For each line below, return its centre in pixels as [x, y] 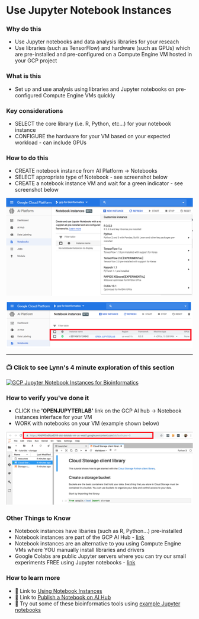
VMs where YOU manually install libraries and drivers [80, 550]
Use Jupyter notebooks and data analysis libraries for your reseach [97, 42]
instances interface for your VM [53, 417]
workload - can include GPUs [51, 142]
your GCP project [36, 61]
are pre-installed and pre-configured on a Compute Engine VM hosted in [103, 55]
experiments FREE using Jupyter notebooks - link [75, 563]
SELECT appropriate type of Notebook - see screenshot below [91, 177]
